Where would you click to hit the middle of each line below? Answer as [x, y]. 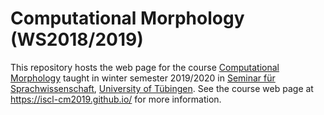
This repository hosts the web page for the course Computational [145, 67]
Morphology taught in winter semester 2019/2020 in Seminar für [143, 78]
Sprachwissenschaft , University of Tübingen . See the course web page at [162, 88]
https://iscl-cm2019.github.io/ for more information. [116, 99]
